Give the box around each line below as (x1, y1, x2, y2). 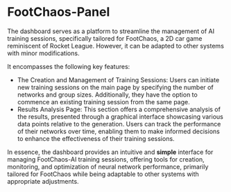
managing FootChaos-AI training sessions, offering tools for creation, (7, 155, 205, 163)
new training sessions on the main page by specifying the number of (17, 83, 214, 91)
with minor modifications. (7, 49, 80, 57)
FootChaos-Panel (7, 4, 110, 20)
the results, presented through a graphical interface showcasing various (17, 112, 223, 121)
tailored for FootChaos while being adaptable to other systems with (7, 170, 199, 178)
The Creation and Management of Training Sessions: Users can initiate (17, 75, 220, 84)
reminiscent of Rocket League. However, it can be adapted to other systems (7, 41, 224, 50)
